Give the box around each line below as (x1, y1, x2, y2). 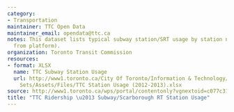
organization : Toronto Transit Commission (7, 49, 132, 56)
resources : (7, 56, 39, 63)
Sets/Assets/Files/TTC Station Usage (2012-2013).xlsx (19, 81, 182, 88)
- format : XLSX (7, 62, 52, 69)
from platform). (13, 42, 61, 49)
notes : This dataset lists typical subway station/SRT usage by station (7, 36, 223, 43)
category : (7, 10, 36, 17)
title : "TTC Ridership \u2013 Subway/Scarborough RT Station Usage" (7, 95, 210, 102)
